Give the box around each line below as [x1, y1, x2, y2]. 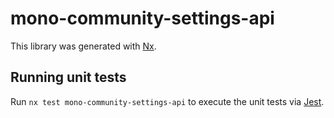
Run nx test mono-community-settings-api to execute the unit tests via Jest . [10, 95, 325, 107]
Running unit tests [10, 69, 127, 86]
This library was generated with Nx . [10, 40, 157, 52]
